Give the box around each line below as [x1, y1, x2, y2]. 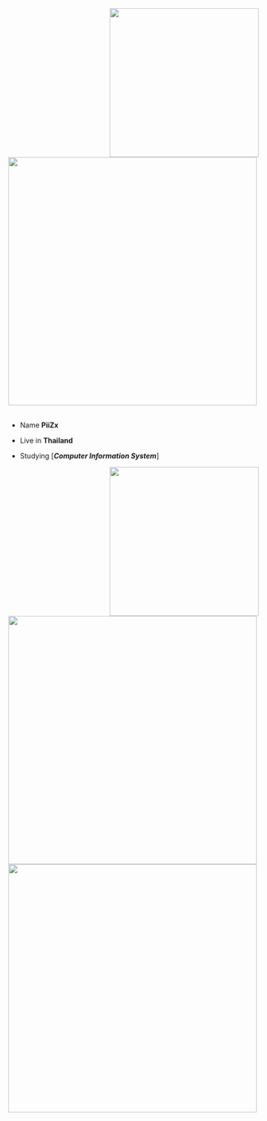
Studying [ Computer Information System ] [19, 451, 160, 460]
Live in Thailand [19, 436, 73, 445]
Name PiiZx [19, 420, 59, 430]
